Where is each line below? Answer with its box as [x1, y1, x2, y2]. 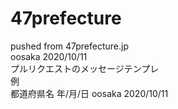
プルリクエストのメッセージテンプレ [10, 62, 160, 74]
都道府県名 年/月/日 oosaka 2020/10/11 [10, 87, 169, 99]
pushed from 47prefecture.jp [10, 40, 130, 52]
